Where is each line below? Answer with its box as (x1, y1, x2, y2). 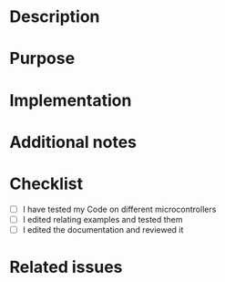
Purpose (9, 48, 76, 69)
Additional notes (9, 131, 138, 152)
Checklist (9, 173, 84, 193)
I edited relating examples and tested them (22, 214, 184, 225)
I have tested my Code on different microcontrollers (22, 204, 217, 214)
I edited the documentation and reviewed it (22, 224, 184, 235)
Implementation (9, 89, 132, 110)
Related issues (9, 257, 123, 277)
